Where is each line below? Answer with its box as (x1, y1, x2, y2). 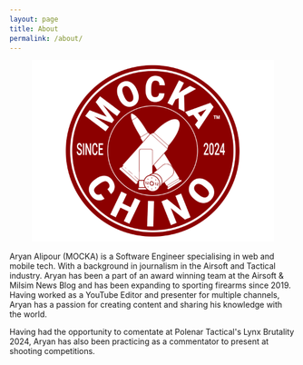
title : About (9, 24, 59, 34)
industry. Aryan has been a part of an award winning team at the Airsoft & (9, 271, 284, 281)
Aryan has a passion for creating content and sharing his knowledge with (9, 300, 283, 311)
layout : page (9, 15, 59, 24)
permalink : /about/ (9, 34, 83, 43)
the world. (9, 309, 48, 320)
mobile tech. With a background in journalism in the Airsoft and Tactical (9, 261, 277, 271)
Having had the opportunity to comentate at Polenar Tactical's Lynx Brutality (9, 327, 295, 338)
